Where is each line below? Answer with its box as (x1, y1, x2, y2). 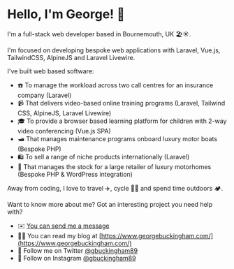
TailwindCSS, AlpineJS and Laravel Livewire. (7, 53, 136, 61)
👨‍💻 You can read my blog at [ (17, 231, 102, 240)
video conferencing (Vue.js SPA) (17, 126, 111, 135)
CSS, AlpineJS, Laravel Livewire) (17, 108, 112, 117)
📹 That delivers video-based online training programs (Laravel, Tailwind (17, 99, 226, 107)
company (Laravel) (17, 91, 72, 99)
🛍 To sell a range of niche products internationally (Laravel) (17, 152, 190, 161)
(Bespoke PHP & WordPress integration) (17, 170, 133, 178)
